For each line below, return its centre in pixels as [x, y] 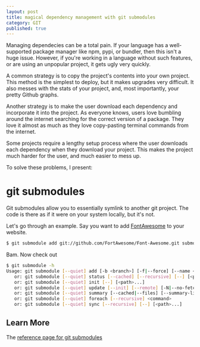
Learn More [28, 323]
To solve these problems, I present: [49, 168]
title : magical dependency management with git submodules [81, 17]
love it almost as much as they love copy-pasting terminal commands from [98, 125]
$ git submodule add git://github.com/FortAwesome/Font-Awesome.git [93, 243]
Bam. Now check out [32, 255]
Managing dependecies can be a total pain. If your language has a [87, 45]
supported [19, 52]
